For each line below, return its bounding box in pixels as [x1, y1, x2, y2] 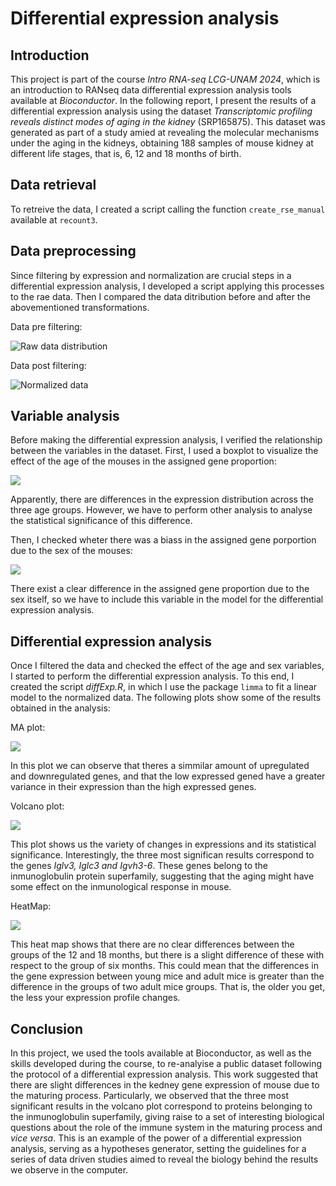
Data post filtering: [10, 359, 87, 371]
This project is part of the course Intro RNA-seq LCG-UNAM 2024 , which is [10, 73, 321, 85]
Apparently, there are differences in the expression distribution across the [10, 493, 314, 506]
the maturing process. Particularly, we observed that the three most [10, 1090, 289, 1102]
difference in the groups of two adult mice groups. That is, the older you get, [10, 981, 326, 993]
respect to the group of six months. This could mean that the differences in [10, 960, 319, 972]
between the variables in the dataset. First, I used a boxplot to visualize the [10, 445, 319, 457]
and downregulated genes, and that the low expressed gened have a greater [10, 770, 326, 782]
